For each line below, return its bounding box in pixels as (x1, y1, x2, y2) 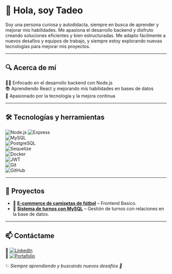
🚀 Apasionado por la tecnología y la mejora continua (5, 93, 116, 99)
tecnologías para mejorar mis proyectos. (5, 43, 91, 49)
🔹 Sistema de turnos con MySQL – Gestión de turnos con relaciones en (12, 205, 164, 212)
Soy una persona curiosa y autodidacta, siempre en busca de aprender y (5, 21, 159, 28)
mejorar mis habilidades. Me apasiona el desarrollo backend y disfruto (5, 27, 154, 33)
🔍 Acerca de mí (5, 63, 56, 72)
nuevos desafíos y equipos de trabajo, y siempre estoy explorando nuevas (5, 38, 162, 44)
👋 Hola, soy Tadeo (5, 5, 83, 16)
